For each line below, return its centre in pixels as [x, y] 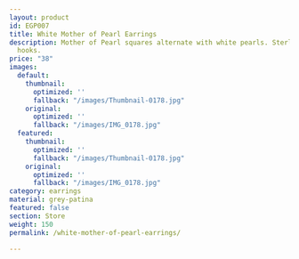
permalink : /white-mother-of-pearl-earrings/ [95, 232]
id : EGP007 [29, 26]
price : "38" [31, 59]
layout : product [39, 17]
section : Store [37, 216]
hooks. [29, 51]
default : [33, 76]
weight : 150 [31, 224]
